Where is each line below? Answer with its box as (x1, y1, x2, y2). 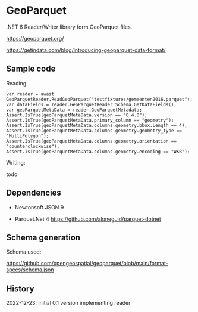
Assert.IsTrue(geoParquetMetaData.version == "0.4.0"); (6, 112, 147, 118)
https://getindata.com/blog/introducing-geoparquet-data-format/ (6, 46, 166, 54)
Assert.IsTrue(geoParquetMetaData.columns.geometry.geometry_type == (6, 128, 183, 134)
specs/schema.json (6, 266, 54, 273)
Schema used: (6, 248, 42, 255)
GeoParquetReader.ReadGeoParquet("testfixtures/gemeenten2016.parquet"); (6, 96, 193, 102)
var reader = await (6, 91, 55, 97)
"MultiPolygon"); (6, 132, 49, 139)
